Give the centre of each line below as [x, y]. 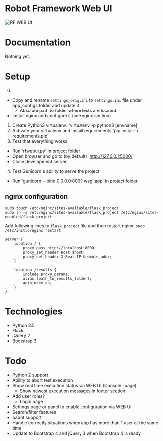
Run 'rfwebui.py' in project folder [46, 151]
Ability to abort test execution [42, 380]
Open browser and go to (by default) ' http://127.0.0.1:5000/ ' [73, 156]
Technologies [34, 311]
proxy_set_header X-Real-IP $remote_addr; [68, 257]
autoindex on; [38, 283]
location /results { [35, 270]
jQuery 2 [21, 335]
